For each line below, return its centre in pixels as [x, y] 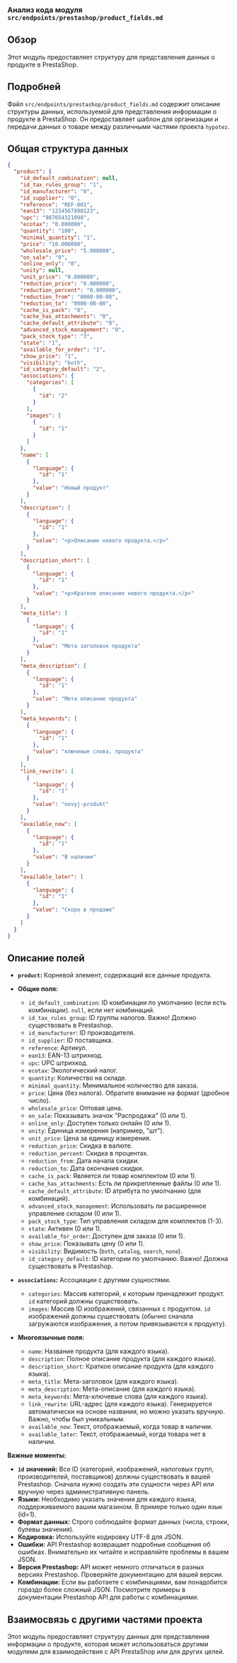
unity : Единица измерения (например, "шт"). [96, 1131]
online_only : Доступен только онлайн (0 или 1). [99, 1123]
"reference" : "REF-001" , [57, 205]
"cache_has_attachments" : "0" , [66, 317]
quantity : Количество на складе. [77, 1078]
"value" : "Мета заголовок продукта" [87, 646]
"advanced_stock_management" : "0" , [73, 330]
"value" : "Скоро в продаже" [74, 910]
